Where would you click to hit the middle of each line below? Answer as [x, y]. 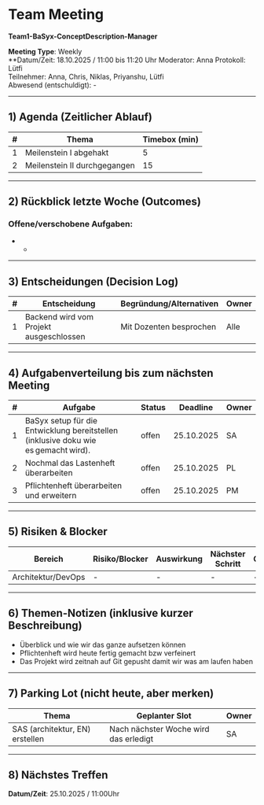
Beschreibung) [45, 626]
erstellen [28, 739]
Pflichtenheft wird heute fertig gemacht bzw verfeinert [108, 653]
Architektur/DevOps [49, 577]
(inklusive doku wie [60, 441]
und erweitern [51, 496]
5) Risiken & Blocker [58, 532]
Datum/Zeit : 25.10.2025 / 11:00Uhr [64, 794]
